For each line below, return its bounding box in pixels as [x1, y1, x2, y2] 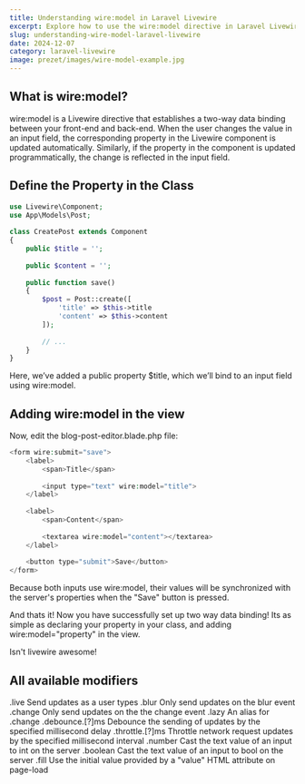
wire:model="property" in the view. [9, 629, 141, 640]
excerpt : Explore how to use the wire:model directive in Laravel [9, 22, 266, 31]
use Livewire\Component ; [9, 201, 103, 211]
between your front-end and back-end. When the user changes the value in [9, 122, 292, 133]
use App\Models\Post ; [9, 211, 92, 220]
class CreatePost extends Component [9, 228, 148, 237]
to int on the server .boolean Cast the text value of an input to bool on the [9, 745, 284, 756]
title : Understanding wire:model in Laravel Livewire [9, 13, 218, 23]
